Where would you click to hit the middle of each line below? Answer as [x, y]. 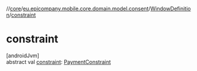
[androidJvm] [23, 55]
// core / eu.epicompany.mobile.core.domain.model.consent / [78, 9]
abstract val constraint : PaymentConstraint [59, 61]
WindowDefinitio [171, 9]
